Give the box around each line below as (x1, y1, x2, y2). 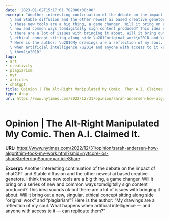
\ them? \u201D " (10, 49, 42, 54)
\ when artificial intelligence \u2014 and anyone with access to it (10, 45, 158, 50)
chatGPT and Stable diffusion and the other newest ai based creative (5, 171, 148, 177)
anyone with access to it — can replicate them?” (5, 208, 106, 214)
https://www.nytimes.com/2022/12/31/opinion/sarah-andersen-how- (16, 145, 159, 151)
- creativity (5, 63, 33, 68)
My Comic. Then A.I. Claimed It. (5, 129, 141, 140)
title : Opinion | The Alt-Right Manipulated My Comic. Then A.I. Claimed (5, 86, 163, 92)
